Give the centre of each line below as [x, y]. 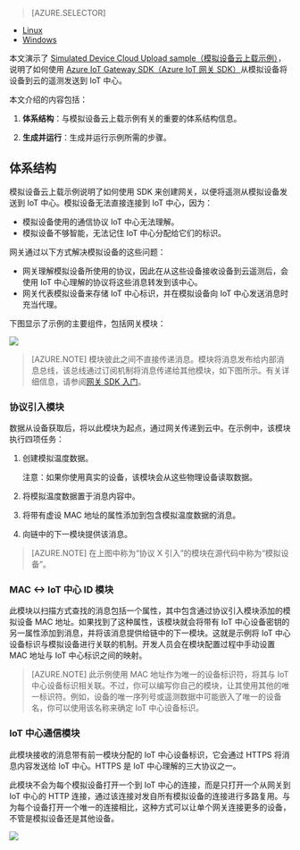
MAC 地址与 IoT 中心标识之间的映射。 [78, 655]
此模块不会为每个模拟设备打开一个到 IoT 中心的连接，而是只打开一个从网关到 [150, 785]
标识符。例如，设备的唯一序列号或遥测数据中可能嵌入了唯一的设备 [160, 697]
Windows [39, 40]
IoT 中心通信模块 [45, 734]
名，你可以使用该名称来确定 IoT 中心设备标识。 [117, 708]
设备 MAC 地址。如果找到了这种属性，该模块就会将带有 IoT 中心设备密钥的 [153, 622]
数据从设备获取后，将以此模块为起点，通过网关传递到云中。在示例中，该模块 [150, 428]
